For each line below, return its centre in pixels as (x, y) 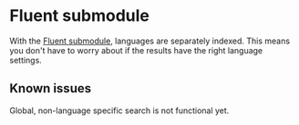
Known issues (51, 88)
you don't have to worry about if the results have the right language (136, 50)
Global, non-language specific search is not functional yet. (119, 111)
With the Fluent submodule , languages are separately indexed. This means (149, 41)
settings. (26, 60)
